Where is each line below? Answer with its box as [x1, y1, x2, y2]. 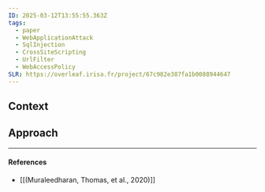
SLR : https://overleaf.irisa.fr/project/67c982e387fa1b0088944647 [8, 70, 231, 78]
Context [8, 100, 49, 113]
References [8, 157, 47, 167]
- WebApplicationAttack [15, 33, 93, 42]
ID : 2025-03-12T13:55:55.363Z [8, 11, 108, 20]
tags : [8, 19, 26, 27]
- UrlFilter [15, 56, 55, 64]
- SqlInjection [15, 41, 65, 49]
